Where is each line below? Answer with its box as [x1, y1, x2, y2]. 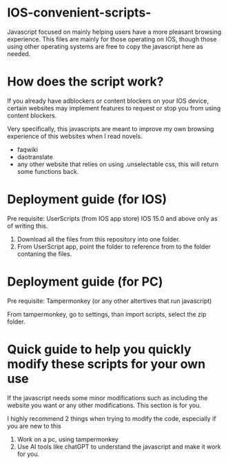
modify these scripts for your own [7, 356, 206, 372]
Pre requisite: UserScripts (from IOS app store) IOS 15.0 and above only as [7, 214, 218, 222]
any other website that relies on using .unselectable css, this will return [17, 160, 219, 168]
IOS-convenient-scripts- [7, 5, 152, 21]
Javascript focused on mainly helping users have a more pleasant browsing [7, 28, 222, 36]
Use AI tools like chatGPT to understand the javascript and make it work [17, 442, 222, 451]
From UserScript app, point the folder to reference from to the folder [17, 242, 211, 250]
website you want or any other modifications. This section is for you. [7, 401, 202, 409]
